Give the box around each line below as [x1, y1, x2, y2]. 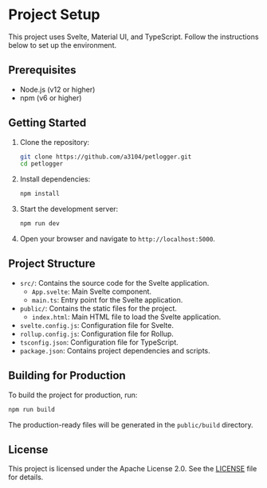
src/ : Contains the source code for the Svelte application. [19, 278, 210, 287]
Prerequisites [8, 64, 77, 77]
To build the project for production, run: [8, 390, 138, 400]
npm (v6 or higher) [19, 93, 82, 103]
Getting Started [8, 116, 87, 130]
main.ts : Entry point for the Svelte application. [31, 295, 183, 304]
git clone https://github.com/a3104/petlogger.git [19, 153, 192, 161]
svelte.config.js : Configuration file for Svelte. [19, 320, 174, 330]
